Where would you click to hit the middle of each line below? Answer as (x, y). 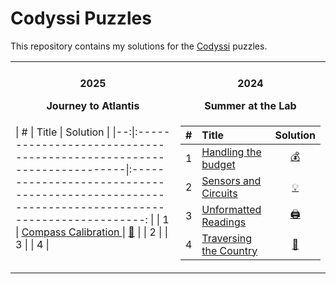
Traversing (227, 238)
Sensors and (231, 180)
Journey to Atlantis (93, 106)
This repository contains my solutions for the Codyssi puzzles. (139, 46)
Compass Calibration (70, 232)
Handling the (231, 152)
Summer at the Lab (250, 106)
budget (218, 164)
